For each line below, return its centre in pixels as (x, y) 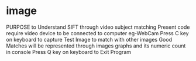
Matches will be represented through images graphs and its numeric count (96, 46)
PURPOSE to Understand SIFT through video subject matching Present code (98, 27)
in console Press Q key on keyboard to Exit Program (69, 52)
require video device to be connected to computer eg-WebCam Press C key (97, 33)
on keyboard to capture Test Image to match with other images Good (89, 39)
